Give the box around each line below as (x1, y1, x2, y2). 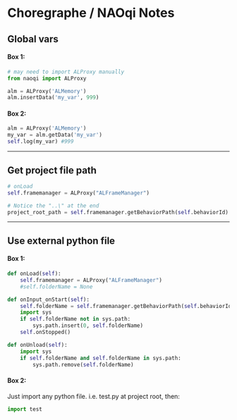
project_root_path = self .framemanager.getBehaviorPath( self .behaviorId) (7, 209, 229, 216)
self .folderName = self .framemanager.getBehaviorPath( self (20, 302, 197, 309)
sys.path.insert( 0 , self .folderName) (32, 322, 143, 329)
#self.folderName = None (20, 283, 93, 290)
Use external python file (7, 235, 115, 247)
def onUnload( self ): (7, 341, 68, 348)
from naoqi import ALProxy (7, 75, 87, 82)
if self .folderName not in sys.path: (20, 316, 131, 323)
